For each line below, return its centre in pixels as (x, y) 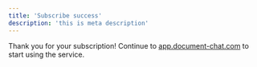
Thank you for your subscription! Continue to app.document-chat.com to (128, 45)
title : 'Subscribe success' (55, 16)
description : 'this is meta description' (79, 23)
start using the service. (47, 54)
